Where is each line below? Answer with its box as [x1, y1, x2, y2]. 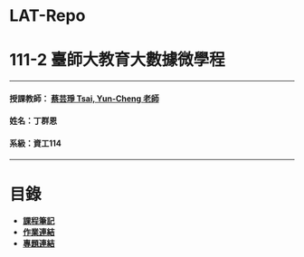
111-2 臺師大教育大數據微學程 [9, 50, 225, 71]
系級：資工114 [9, 138, 62, 148]
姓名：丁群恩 [9, 115, 57, 127]
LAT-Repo [9, 5, 86, 26]
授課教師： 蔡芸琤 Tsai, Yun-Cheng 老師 [9, 92, 160, 104]
